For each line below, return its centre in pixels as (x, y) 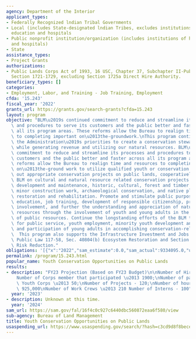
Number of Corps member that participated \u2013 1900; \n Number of (100, 278)
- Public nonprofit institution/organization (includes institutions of (96, 39)
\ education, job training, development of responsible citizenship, (97, 202)
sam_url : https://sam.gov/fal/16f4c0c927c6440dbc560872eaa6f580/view (92, 310)
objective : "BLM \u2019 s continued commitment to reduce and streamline (95, 120)
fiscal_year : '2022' (31, 104)
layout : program (26, 115)
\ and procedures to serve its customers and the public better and (96, 126)
